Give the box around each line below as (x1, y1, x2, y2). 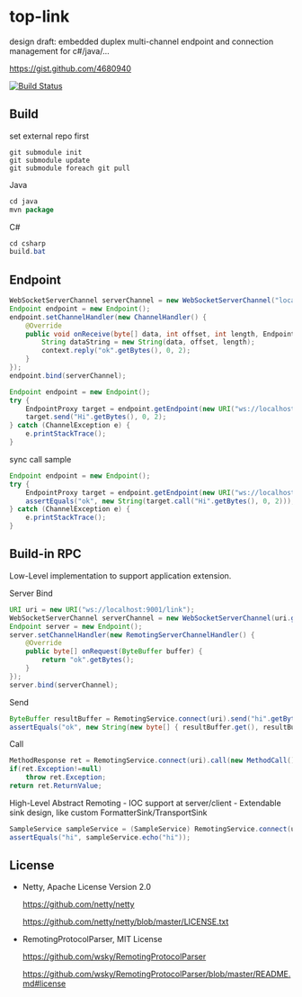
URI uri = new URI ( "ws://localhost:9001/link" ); (9, 605, 195, 614)
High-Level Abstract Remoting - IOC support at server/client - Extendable (9, 797, 281, 808)
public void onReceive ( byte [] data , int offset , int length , (25, 329, 260, 338)
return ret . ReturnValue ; (9, 781, 102, 790)
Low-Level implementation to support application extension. (9, 570, 232, 581)
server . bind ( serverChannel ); (9, 680, 119, 689)
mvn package (9, 205, 54, 214)
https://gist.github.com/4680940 (9, 63, 132, 74)
